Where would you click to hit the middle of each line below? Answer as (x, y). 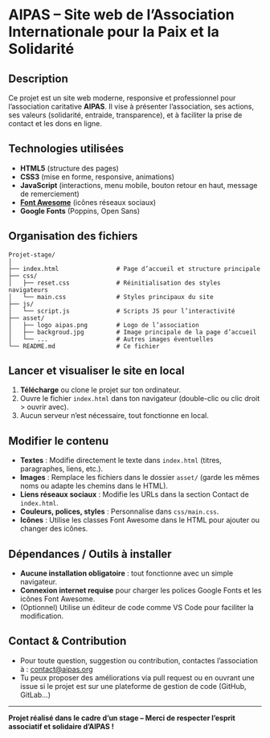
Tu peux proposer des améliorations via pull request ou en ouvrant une (137, 678)
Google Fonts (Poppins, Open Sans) (80, 211)
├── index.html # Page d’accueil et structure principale (135, 269)
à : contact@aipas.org (57, 669)
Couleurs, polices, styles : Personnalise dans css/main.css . (119, 511)
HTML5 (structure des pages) (69, 168)
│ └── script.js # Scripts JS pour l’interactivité (122, 311)
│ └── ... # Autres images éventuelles (111, 339)
